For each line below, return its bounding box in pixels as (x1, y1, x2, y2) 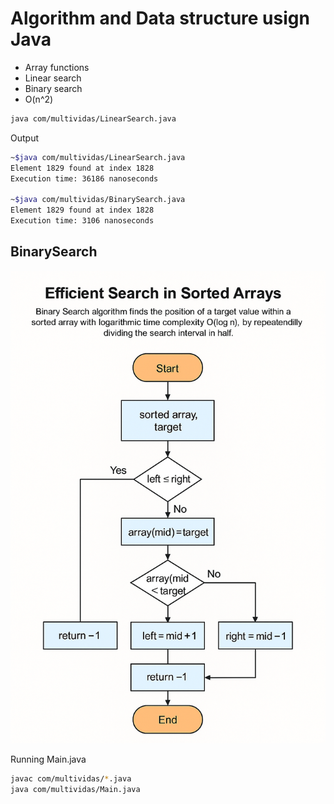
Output (10, 132, 39, 144)
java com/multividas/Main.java (10, 785, 141, 795)
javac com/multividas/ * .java (10, 774, 132, 784)
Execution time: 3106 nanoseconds (10, 216, 155, 226)
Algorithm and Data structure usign (10, 7, 310, 30)
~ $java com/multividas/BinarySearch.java (10, 195, 186, 205)
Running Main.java (10, 753, 87, 766)
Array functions (24, 61, 90, 73)
